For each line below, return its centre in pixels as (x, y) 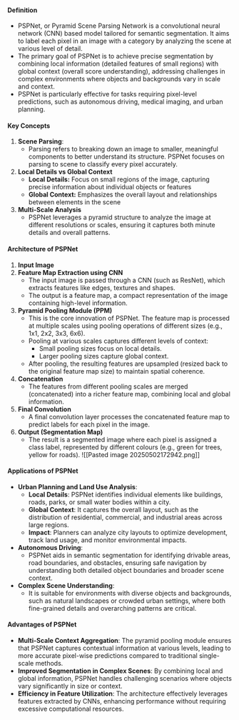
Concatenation (40, 379)
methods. (49, 664)
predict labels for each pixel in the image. (89, 424)
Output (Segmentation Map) (60, 431)
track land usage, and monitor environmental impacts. (108, 540)
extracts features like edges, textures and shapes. (102, 287)
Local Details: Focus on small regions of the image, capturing (119, 179)
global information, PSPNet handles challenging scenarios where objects (124, 679)
